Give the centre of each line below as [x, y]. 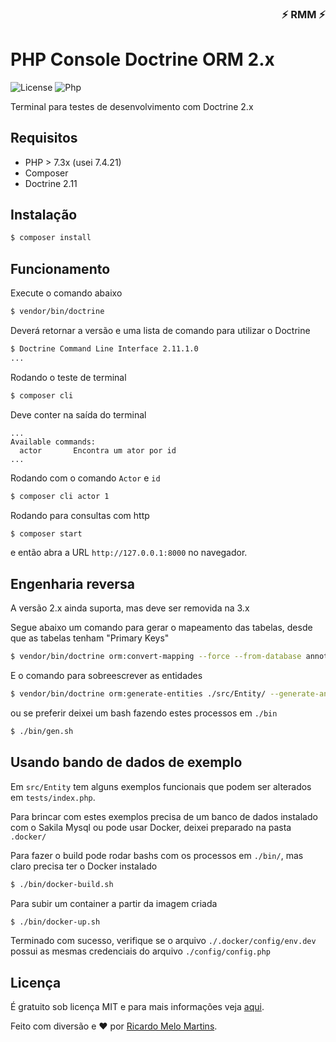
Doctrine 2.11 [51, 183]
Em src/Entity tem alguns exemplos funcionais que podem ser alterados [161, 786]
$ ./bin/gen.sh [42, 731]
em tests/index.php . [53, 797]
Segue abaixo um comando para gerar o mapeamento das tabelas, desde [161, 628]
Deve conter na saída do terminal [78, 414]
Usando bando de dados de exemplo [126, 762]
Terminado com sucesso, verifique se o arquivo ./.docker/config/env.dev [163, 941]
